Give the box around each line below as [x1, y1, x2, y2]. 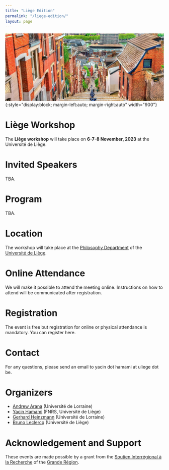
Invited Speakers [5, 159, 77, 171]
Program [5, 193, 42, 205]
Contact [5, 347, 40, 358]
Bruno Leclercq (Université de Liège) [12, 420, 89, 426]
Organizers [5, 387, 53, 398]
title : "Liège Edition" [5, 8, 55, 13]
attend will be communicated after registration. [5, 289, 102, 295]
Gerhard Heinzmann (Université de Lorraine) [12, 414, 105, 420]
